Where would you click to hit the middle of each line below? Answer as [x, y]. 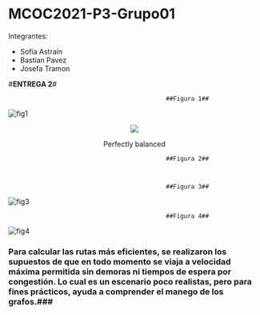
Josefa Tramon [45, 68]
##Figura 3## [188, 186]
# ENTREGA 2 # [33, 84]
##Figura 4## [188, 216]
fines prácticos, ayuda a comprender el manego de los [116, 291]
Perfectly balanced [134, 144]
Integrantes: [28, 36]
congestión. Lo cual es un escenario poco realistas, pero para [130, 281]
